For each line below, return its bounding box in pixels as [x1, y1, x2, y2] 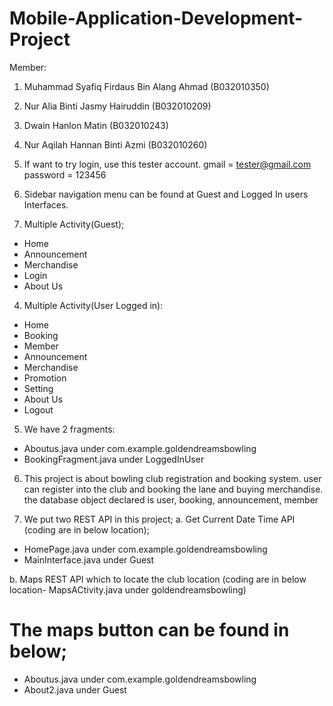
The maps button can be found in [9, 619, 290, 642]
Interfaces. [23, 198, 69, 211]
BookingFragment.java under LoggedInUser [23, 453, 205, 465]
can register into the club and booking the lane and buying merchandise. [23, 483, 324, 495]
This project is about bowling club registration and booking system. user [23, 472, 322, 484]
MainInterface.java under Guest [23, 553, 155, 566]
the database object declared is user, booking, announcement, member [23, 493, 319, 506]
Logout [23, 403, 54, 416]
